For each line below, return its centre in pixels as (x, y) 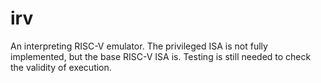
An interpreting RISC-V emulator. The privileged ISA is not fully (139, 46)
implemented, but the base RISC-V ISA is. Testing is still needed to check (161, 56)
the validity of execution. (61, 67)
